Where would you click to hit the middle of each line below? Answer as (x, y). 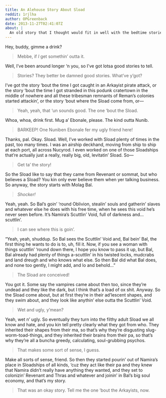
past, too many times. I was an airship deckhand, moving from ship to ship (81, 145)
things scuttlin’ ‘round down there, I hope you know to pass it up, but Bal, (79, 249)
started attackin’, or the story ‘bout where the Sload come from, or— (75, 101)
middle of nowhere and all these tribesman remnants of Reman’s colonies (80, 96)
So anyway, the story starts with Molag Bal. (49, 185)
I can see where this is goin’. (46, 229)
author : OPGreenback (26, 19)
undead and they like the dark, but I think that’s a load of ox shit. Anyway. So (83, 290)
